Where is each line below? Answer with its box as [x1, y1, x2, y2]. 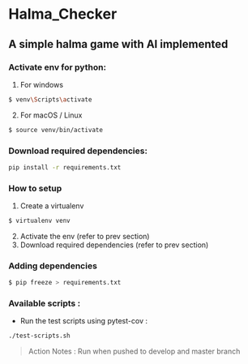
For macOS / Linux [19, 110, 83, 120]
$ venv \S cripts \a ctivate [8, 95, 92, 104]
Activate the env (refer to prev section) [19, 231, 150, 241]
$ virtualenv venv [8, 216, 71, 225]
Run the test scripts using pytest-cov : [19, 316, 148, 326]
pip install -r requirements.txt [8, 163, 122, 171]
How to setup [8, 182, 62, 194]
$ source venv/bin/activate [8, 126, 104, 134]
